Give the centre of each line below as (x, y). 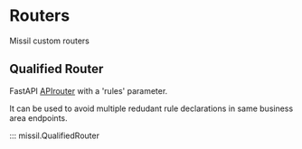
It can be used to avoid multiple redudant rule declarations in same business (151, 108)
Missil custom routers (50, 41)
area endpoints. (38, 117)
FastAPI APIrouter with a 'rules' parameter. (89, 90)
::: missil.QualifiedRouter (54, 135)
